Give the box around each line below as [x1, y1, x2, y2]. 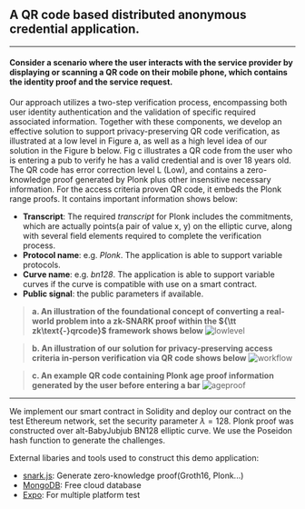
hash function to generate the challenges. [9, 435, 166, 446]
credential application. [9, 22, 141, 37]
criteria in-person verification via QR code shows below [31, 353, 247, 364]
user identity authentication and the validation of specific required [9, 106, 256, 117]
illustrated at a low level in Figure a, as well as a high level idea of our [9, 135, 268, 146]
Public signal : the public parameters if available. [22, 288, 204, 299]
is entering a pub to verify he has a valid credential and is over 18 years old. [9, 155, 292, 166]
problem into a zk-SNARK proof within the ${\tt [55, 315, 237, 326]
